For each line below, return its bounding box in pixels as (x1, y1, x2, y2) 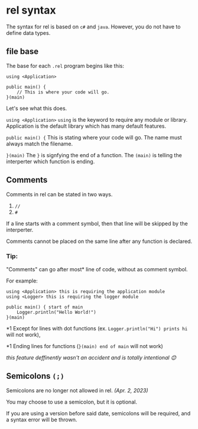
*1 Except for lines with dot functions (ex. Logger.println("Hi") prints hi (6, 324, 188, 331)
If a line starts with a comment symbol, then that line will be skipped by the (6, 220, 188, 227)
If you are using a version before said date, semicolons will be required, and (6, 409, 191, 417)
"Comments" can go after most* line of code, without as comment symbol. (6, 265, 188, 272)
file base (6, 47, 39, 57)
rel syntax (6, 4, 56, 17)
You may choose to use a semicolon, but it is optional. (6, 398, 138, 405)
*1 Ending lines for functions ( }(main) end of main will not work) (6, 342, 164, 349)
